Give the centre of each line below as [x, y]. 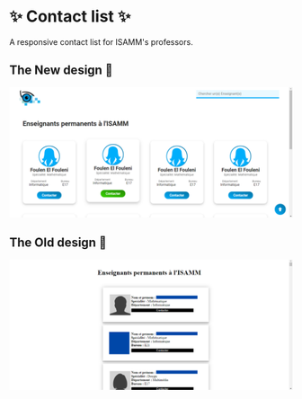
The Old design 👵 [58, 243]
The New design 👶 [61, 71]
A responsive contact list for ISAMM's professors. [101, 41]
